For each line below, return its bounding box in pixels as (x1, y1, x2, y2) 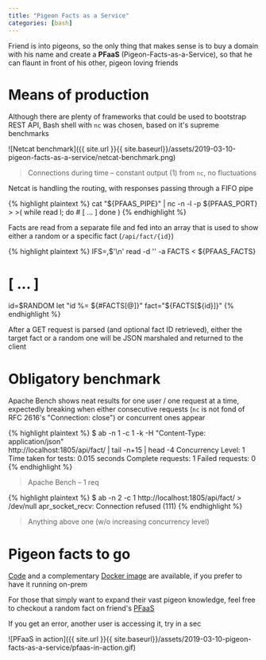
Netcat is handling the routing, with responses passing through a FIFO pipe (8, 184, 254, 193)
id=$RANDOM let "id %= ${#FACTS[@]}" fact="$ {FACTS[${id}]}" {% (8, 301, 234, 310)
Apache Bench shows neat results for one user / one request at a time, (8, 396, 240, 406)
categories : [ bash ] (8, 19, 73, 27)
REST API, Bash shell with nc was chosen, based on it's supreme (8, 120, 220, 130)
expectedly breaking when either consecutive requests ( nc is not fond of (8, 404, 245, 414)
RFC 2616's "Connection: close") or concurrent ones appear (8, 413, 206, 423)
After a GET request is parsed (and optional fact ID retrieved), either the (8, 325, 242, 334)
